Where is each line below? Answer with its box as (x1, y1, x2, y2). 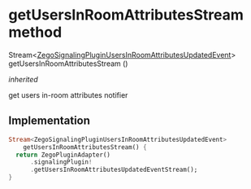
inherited (8, 74, 38, 84)
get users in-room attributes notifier (8, 90, 128, 99)
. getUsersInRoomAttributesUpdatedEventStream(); (29, 165, 198, 174)
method (8, 23, 63, 42)
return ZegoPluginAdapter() (15, 151, 111, 159)
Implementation (8, 114, 91, 128)
